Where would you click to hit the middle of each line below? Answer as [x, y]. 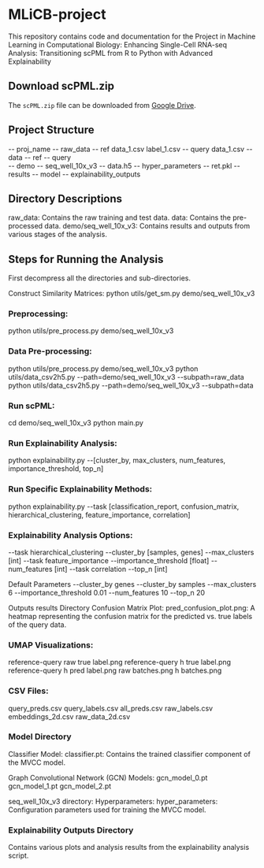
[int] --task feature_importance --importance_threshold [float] [109, 560]
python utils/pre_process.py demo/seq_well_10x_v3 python [103, 369]
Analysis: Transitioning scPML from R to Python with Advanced [110, 53]
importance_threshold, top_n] [56, 469]
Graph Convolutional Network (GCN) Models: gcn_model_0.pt [108, 777]
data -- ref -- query [40, 157]
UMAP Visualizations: [51, 645]
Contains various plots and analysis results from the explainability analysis [129, 848]
